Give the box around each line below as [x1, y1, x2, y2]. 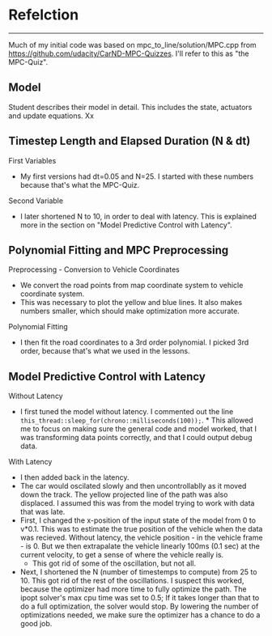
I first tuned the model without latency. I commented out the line [19, 407, 234, 417]
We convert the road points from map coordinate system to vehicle [19, 281, 244, 290]
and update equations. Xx [8, 111, 95, 121]
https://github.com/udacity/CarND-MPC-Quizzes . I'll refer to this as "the [8, 49, 249, 58]
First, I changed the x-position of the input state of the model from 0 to [19, 515, 257, 525]
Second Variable [8, 196, 63, 206]
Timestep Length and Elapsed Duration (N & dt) [8, 134, 251, 148]
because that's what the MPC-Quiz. [19, 180, 140, 189]
